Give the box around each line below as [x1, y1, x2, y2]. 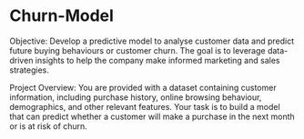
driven [9, 55, 34, 65]
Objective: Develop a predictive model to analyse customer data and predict [9, 35, 295, 46]
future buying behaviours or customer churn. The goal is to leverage [9, 45, 266, 55]
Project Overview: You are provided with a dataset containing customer [9, 82, 277, 93]
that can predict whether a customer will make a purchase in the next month [9, 111, 296, 122]
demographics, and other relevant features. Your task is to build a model [9, 101, 280, 112]
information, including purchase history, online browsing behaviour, [9, 92, 262, 103]
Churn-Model [9, 5, 114, 26]
